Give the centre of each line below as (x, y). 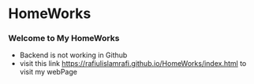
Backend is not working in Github (73, 55)
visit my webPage (48, 72)
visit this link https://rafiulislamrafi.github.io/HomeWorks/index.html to (133, 64)
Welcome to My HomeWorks (64, 38)
